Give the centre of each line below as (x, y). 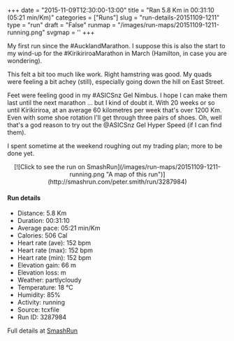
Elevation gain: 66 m (47, 266)
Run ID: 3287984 (42, 317)
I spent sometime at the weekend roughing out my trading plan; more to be (115, 146)
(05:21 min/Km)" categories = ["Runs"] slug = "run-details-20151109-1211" (114, 17)
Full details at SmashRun (43, 331)
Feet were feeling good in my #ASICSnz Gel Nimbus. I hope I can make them (117, 95)
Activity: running (41, 303)
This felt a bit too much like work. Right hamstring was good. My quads (109, 74)
